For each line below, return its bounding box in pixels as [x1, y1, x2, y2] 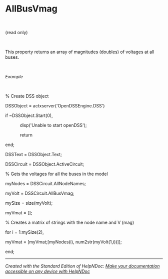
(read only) [5, 29, 28, 35]
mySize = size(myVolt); [5, 200, 53, 206]
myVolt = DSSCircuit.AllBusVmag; [5, 190, 74, 196]
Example [5, 73, 23, 79]
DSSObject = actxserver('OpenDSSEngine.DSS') [5, 102, 105, 108]
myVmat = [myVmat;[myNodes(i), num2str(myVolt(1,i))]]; [5, 239, 122, 245]
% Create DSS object [5, 93, 49, 99]
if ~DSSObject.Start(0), [5, 112, 53, 118]
